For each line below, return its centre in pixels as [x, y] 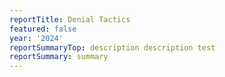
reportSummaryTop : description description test [112, 47]
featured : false [43, 29]
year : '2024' [36, 38]
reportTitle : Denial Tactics [70, 19]
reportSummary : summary [59, 57]
